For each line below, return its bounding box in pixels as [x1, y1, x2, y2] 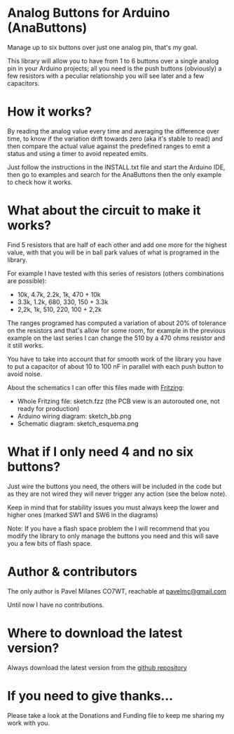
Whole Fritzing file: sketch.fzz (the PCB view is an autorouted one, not [17, 397, 220, 405]
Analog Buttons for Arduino [7, 5, 170, 21]
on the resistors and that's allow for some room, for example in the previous [7, 326, 226, 334]
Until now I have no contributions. [7, 601, 104, 609]
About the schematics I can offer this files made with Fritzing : [7, 383, 184, 391]
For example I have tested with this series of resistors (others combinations [7, 269, 224, 277]
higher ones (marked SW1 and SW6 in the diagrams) [7, 511, 159, 519]
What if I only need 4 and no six [7, 444, 194, 459]
